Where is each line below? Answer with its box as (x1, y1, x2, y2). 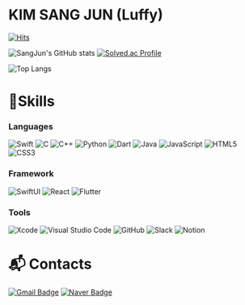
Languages (8, 121, 54, 133)
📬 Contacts (8, 255, 92, 273)
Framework (8, 168, 54, 180)
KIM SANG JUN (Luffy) (8, 6, 163, 24)
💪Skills (8, 92, 55, 111)
